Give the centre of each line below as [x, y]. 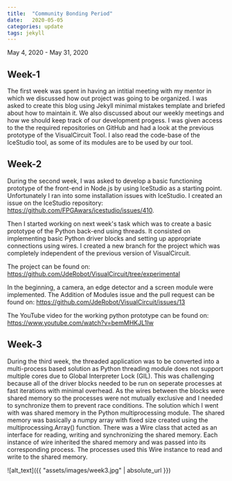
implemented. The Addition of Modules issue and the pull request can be [111, 294]
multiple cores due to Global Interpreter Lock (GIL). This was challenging [111, 376]
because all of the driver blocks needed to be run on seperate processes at [115, 383]
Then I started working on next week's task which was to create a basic [109, 224]
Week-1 [24, 74]
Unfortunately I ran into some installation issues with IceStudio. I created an [115, 195]
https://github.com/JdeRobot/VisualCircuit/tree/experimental [94, 273]
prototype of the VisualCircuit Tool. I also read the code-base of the [104, 135]
